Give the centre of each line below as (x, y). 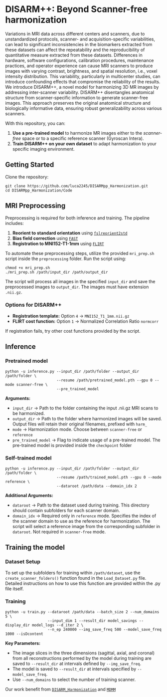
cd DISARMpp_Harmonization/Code (39, 190)
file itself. (14, 589)
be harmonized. (28, 413)
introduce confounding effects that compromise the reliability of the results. (83, 82)
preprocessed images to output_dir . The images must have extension (77, 287)
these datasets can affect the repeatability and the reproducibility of (75, 50)
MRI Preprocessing (35, 206)
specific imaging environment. (43, 149)
